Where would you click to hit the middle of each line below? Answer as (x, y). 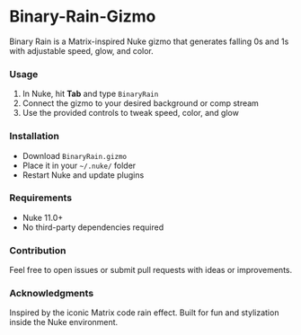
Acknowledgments (52, 294)
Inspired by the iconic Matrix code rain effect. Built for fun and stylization (144, 313)
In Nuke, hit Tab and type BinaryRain (90, 94)
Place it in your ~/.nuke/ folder (79, 165)
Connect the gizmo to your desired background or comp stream (140, 103)
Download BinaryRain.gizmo (75, 155)
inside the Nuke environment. (64, 322)
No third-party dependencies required (93, 227)
